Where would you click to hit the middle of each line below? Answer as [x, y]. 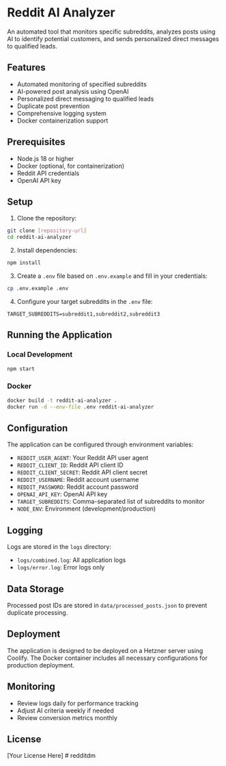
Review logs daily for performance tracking [77, 703]
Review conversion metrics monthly [67, 717]
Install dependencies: [47, 251]
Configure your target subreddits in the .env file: [85, 301]
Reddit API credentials [48, 173]
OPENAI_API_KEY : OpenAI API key [62, 494]
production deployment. [41, 665]
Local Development [40, 355]
